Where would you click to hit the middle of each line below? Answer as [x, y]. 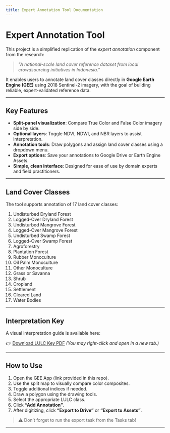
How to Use [24, 366]
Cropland [23, 284]
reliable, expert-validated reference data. [48, 90]
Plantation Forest [31, 252]
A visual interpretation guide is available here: [53, 333]
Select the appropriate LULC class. [49, 399]
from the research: [25, 54]
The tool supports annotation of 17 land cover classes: [62, 204]
